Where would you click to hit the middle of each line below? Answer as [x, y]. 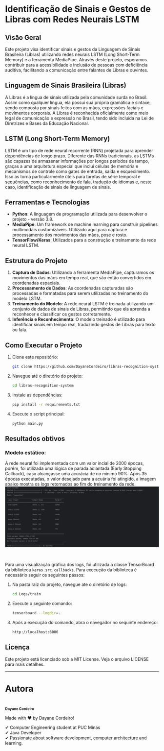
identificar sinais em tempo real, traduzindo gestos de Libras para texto [84, 325]
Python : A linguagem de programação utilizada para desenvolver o [80, 214]
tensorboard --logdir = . [36, 613]
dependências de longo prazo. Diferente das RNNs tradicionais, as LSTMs [80, 156]
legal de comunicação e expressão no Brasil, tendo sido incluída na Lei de [80, 118]
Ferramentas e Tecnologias [48, 203]
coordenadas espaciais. [36, 283]
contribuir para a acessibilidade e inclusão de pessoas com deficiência [76, 65]
